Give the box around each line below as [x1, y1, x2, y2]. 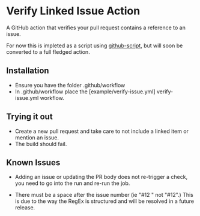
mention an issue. [14, 133, 59, 141]
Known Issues [6, 157, 61, 168]
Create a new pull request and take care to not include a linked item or [14, 127, 189, 135]
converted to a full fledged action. [6, 48, 90, 55]
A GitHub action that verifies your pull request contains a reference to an [6, 24, 186, 31]
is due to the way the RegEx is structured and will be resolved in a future [14, 197, 194, 205]
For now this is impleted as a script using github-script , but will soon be [6, 42, 183, 49]
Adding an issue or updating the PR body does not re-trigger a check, [14, 174, 188, 181]
